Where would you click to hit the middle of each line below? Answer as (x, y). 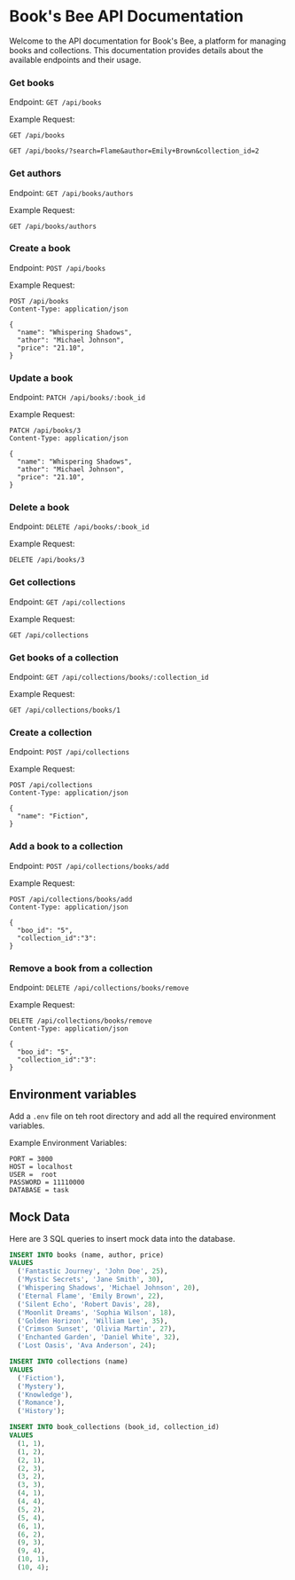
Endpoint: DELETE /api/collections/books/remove (99, 987)
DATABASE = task (39, 1190)
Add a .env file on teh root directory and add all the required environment (143, 1116)
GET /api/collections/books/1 (65, 711)
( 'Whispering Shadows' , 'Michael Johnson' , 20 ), (109, 1288)
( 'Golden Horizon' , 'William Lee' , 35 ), (93, 1321)
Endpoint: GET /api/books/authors (71, 193)
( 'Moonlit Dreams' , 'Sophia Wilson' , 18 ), (97, 1312)
